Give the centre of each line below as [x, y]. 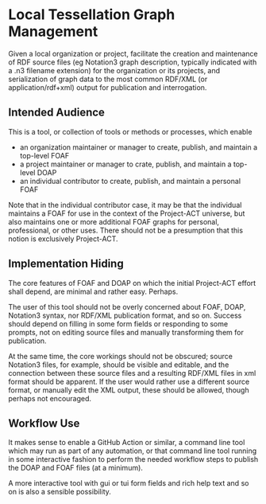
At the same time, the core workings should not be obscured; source [120, 356]
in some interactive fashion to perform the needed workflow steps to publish [133, 459]
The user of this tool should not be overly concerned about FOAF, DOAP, [127, 307]
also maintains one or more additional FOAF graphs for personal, [114, 221]
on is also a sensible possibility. [60, 492]
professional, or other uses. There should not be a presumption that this [126, 230]
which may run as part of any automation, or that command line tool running [133, 451]
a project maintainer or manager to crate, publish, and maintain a [125, 164]
